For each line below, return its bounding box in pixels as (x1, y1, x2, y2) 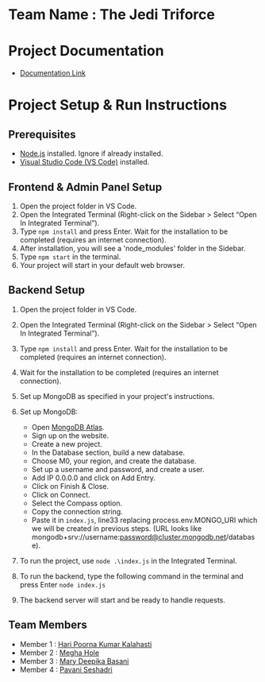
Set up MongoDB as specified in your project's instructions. (19, 391, 215, 401)
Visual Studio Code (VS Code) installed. (19, 157, 150, 167)
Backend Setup (8, 284, 86, 297)
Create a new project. (31, 439, 103, 448)
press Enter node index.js (19, 579, 106, 589)
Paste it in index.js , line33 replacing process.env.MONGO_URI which (31, 515, 258, 525)
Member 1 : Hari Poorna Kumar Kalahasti (19, 639, 152, 649)
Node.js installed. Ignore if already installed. (19, 149, 163, 158)
